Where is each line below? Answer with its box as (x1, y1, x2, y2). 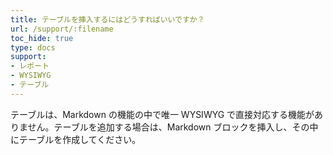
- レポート (10, 61, 50, 71)
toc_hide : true (10, 33, 74, 43)
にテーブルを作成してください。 (10, 133, 142, 145)
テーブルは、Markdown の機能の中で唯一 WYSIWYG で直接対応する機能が (10, 108, 315, 120)
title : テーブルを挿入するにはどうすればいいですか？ (10, 14, 205, 25)
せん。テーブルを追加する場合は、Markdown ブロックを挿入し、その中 (27, 121, 319, 133)
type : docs (10, 42, 56, 53)
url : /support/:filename (10, 24, 114, 34)
